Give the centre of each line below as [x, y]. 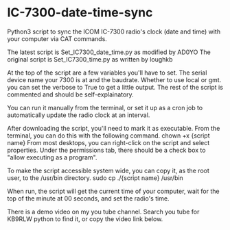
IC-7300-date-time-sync [80, 13]
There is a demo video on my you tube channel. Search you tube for [103, 212]
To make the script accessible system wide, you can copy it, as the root [108, 170]
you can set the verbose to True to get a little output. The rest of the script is [115, 87]
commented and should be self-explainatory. [70, 94]
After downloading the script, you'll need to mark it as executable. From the [114, 128]
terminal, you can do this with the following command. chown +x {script [108, 136]
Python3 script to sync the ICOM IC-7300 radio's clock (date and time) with [114, 31]
